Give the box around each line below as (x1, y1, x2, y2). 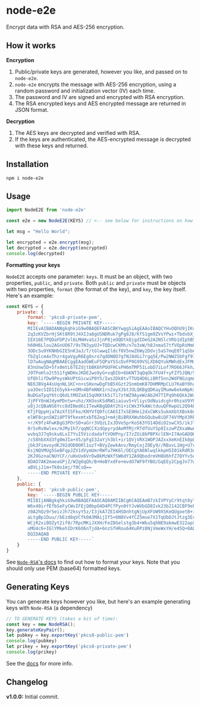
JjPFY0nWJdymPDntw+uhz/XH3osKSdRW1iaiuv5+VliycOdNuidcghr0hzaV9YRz (27, 398, 198, 404)
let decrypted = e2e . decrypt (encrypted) (6, 245, 108, 251)
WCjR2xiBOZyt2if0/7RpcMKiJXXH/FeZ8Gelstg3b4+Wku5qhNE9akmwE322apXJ (27, 520, 198, 526)
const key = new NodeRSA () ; (6, 621, 76, 627)
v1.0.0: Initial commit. (6, 693, 60, 700)
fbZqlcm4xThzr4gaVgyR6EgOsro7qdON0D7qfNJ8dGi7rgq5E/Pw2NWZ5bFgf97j (27, 353, 198, 359)
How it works (6, 41, 56, 51)
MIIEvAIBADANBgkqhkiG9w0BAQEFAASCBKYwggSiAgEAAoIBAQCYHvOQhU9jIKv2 (27, 326, 198, 332)
